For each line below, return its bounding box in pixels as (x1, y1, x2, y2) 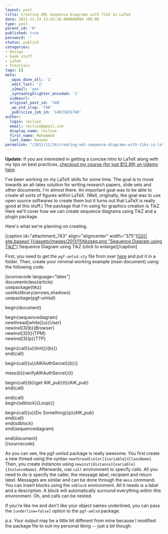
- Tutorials (5, 63, 30, 68)
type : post (5, 21, 28, 27)
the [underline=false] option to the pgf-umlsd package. (5, 508, 120, 513)
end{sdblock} (5, 420, 33, 426)
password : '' (5, 36, 32, 41)
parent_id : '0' (5, 26, 37, 31)
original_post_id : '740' (9, 101, 61, 106)
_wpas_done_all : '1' (9, 77, 52, 82)
